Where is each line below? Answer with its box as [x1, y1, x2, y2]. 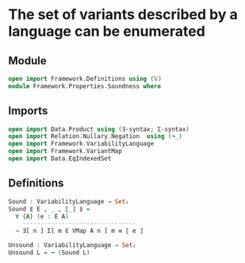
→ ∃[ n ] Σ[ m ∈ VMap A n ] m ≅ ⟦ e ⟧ [15, 227, 144, 235]
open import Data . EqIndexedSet [8, 154, 112, 163]
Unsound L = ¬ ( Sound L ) [8, 249, 90, 257]
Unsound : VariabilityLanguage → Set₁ [8, 242, 136, 250]
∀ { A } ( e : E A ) [15, 212, 69, 220]
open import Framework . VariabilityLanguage [8, 140, 155, 148]
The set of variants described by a [8, 6, 238, 24]
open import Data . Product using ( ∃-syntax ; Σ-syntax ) [8, 125, 190, 133]
